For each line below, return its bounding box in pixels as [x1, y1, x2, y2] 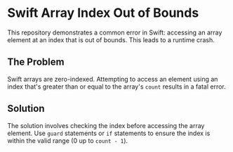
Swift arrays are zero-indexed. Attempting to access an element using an [7, 75, 218, 83]
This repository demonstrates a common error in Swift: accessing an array [7, 28, 222, 37]
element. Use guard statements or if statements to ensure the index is [7, 129, 211, 137]
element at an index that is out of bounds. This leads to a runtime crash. [7, 35, 215, 44]
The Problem [7, 56, 65, 68]
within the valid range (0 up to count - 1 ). [7, 136, 128, 145]
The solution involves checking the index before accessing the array [7, 121, 205, 129]
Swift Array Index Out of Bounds [7, 5, 199, 21]
